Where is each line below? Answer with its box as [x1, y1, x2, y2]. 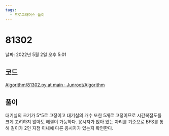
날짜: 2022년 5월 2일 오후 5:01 [5, 51, 67, 58]
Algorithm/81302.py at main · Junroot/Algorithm [5, 82, 105, 88]
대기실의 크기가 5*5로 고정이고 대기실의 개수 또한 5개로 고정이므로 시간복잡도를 [5, 113, 162, 119]
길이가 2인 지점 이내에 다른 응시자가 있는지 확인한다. [10, 125, 114, 131]
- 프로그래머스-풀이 [10, 12, 45, 17]
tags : [5, 7, 17, 13]
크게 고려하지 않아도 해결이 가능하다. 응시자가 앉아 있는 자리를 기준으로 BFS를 [5, 119, 158, 125]
